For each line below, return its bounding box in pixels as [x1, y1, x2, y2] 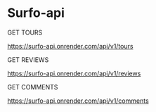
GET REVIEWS [7, 55, 49, 64]
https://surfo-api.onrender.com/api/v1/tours [7, 42, 134, 50]
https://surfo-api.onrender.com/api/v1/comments [7, 97, 149, 105]
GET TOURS [7, 28, 43, 37]
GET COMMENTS [7, 82, 58, 91]
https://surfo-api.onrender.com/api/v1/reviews [7, 69, 141, 77]
